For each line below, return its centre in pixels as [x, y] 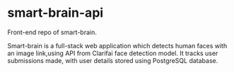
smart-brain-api [55, 13]
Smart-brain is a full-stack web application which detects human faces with [117, 45]
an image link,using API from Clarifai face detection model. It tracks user [113, 53]
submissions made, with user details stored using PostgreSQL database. [113, 60]
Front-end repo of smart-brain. [52, 32]
